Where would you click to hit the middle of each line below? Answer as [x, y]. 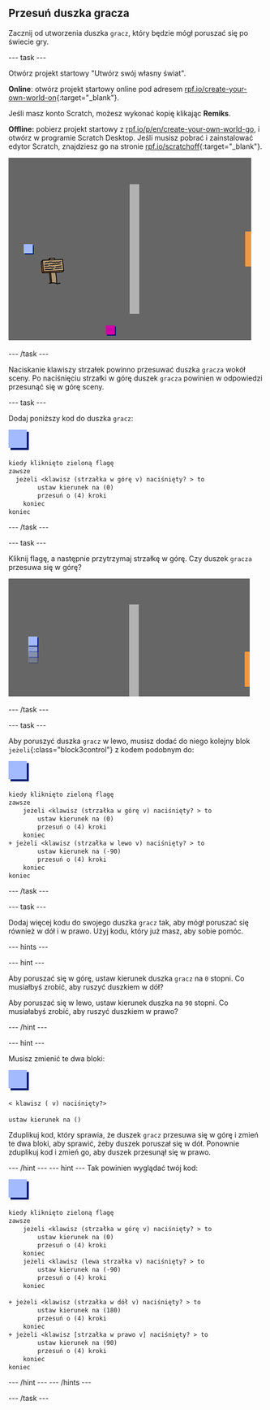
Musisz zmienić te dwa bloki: [57, 1058]
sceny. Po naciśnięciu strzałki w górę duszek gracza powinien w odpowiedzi [135, 378]
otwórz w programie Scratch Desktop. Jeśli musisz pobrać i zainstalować [131, 137]
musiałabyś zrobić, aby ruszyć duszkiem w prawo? [93, 1011]
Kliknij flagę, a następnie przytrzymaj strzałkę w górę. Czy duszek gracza [131, 558]
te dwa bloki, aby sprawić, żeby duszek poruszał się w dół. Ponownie [124, 1143]
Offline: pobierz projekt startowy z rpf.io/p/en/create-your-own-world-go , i [134, 128]
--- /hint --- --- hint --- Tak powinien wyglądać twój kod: [103, 1168]
